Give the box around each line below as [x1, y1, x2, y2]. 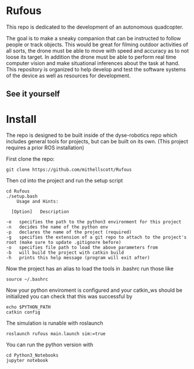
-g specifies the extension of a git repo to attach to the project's [6, 234, 187, 240]
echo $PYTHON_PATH [6, 304, 51, 311]
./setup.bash [6, 194, 38, 199]
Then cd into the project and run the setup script [6, 177, 123, 184]
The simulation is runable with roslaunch [6, 320, 103, 327]
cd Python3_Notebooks [6, 353, 59, 358]
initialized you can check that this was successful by [6, 293, 133, 300]
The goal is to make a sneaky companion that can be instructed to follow [6, 35, 181, 42]
